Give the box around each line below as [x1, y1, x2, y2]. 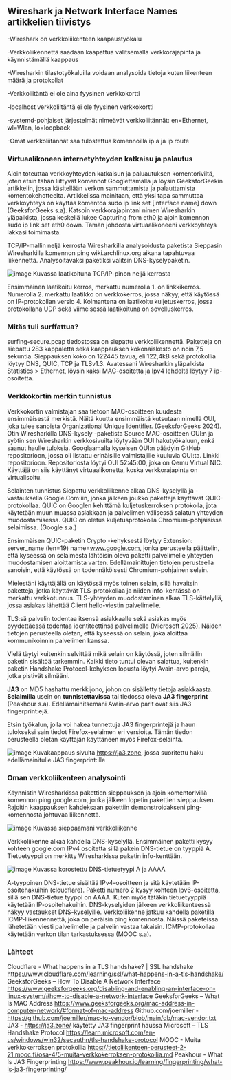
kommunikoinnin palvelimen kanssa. [7, 636, 110, 644]
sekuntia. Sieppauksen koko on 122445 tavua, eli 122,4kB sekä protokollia [7, 352, 217, 360]
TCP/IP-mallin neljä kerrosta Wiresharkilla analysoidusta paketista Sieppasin [7, 241, 223, 250]
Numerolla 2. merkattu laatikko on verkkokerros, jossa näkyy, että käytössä [7, 290, 220, 298]
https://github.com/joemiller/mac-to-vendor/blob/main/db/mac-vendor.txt [7, 1014, 217, 1022]
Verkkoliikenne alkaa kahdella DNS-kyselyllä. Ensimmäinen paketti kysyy [7, 837, 213, 845]
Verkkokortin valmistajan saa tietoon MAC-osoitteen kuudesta [7, 407, 182, 416]
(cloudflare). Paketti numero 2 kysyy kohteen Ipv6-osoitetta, [49, 886, 221, 894]
